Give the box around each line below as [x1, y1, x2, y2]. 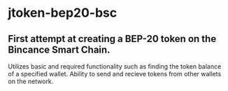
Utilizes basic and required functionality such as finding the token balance [8, 62, 222, 71]
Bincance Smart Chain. [8, 43, 111, 55]
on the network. [8, 77, 54, 85]
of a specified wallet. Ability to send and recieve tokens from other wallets [8, 70, 222, 78]
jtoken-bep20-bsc [8, 5, 117, 21]
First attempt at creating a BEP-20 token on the [8, 33, 217, 45]
